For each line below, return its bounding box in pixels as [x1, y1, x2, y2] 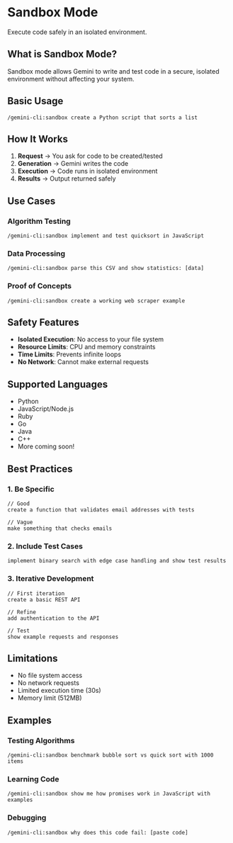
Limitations [7, 652, 58, 664]
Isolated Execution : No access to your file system [17, 335, 164, 344]
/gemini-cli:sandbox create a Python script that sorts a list [7, 114, 198, 121]
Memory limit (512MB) [17, 694, 83, 702]
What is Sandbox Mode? [7, 48, 118, 60]
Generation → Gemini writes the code [17, 159, 129, 168]
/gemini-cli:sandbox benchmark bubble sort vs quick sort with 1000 [7, 752, 214, 759]
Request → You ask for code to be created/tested [17, 152, 163, 160]
